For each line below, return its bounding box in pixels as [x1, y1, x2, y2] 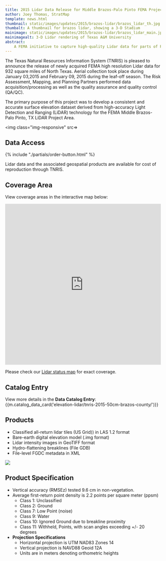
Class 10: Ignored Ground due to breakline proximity [19, 518, 126, 524]
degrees [19, 529, 37, 535]
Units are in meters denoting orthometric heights [19, 550, 119, 556]
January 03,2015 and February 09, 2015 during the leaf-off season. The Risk [5, 73, 161, 79]
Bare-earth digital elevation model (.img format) [12, 434, 110, 440]
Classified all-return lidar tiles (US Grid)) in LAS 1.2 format [12, 429, 130, 435]
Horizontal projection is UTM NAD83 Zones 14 [19, 539, 114, 545]
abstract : [5, 40, 26, 45]
